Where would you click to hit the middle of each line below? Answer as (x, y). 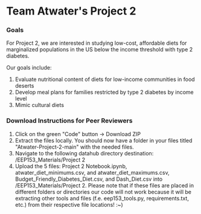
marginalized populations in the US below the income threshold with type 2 (100, 50)
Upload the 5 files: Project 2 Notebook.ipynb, (71, 166)
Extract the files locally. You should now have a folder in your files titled (104, 140)
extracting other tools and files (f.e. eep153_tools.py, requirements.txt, (102, 198)
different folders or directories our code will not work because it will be (103, 192)
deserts (24, 86)
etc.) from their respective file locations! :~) (69, 204)
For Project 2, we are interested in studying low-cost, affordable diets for (97, 43)
